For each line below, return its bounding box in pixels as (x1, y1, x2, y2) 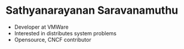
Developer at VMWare (14, 23, 69, 30)
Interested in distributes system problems (14, 29, 117, 36)
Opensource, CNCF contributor (14, 36, 91, 43)
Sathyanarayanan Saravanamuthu (5, 4, 179, 17)
